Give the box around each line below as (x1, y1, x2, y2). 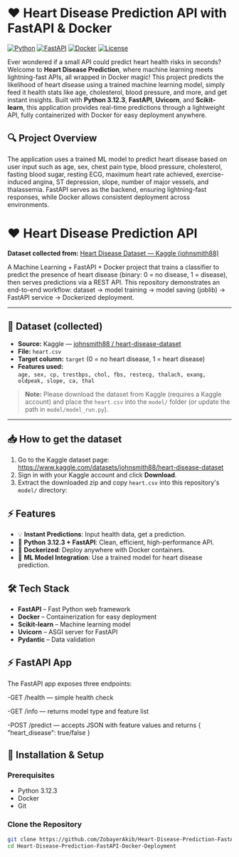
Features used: (17, 362, 64, 370)
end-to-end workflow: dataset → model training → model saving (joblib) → (7, 285, 225, 294)
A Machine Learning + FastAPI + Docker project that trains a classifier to (7, 263, 219, 271)
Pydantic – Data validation (17, 635, 95, 644)
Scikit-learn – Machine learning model (17, 619, 131, 629)
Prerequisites (7, 771, 55, 781)
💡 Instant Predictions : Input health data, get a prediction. (17, 530, 186, 539)
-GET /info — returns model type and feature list (7, 706, 149, 715)
